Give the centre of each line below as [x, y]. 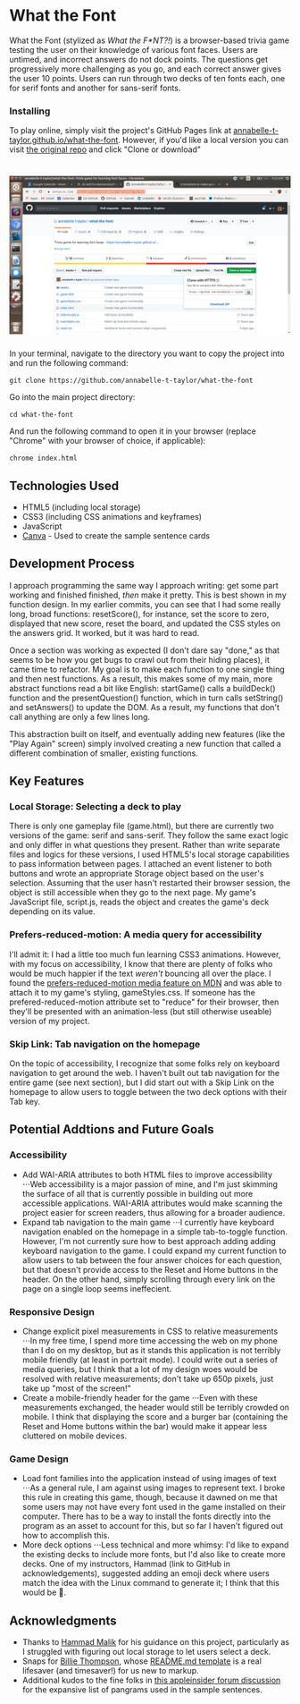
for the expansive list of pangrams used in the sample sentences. [142, 1690]
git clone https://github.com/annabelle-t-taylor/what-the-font [131, 381]
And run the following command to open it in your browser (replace [133, 431]
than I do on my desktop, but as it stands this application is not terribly [151, 1351]
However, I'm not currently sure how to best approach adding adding [149, 1241]
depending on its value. [52, 911]
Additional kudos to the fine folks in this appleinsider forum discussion [151, 1680]
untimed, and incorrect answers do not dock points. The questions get [139, 59]
